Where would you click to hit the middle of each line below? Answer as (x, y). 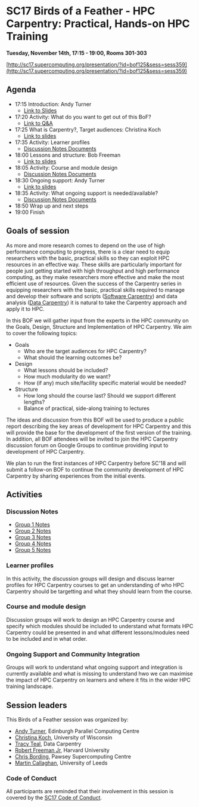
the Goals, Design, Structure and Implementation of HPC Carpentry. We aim (99, 326)
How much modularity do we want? (67, 376)
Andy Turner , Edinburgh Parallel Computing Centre (77, 731)
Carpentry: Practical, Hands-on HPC (98, 24)
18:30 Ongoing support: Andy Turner (60, 180)
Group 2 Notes (33, 531)
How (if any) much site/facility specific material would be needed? (105, 383)
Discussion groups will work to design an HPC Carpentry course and (90, 619)
